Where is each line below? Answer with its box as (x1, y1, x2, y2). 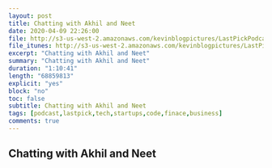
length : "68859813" (8, 72, 74, 80)
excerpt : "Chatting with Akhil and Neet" (8, 49, 151, 57)
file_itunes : (8, 42, 53, 50)
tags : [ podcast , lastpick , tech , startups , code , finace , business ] (8, 110, 223, 118)
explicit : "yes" (8, 79, 63, 87)
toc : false (8, 94, 45, 103)
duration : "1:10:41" (8, 65, 79, 73)
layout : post (8, 11, 53, 20)
